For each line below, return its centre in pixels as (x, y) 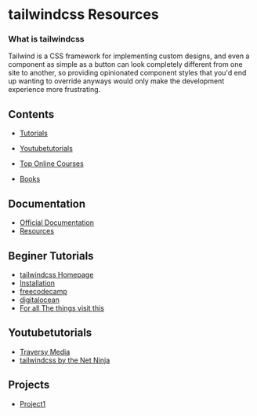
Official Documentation (56, 223)
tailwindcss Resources (83, 15)
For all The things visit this (62, 307)
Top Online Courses (51, 164)
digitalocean (40, 300)
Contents (31, 114)
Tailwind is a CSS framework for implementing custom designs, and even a (129, 56)
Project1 (32, 403)
